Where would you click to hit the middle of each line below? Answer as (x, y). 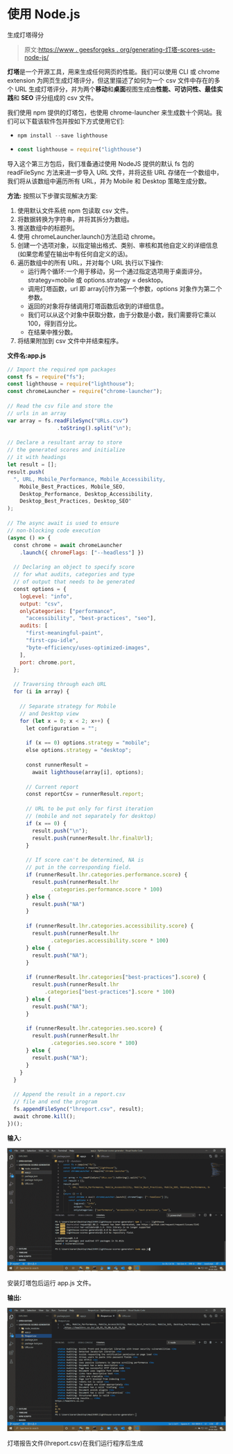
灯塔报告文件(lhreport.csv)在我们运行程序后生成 (75, 1443)
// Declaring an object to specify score (74, 567)
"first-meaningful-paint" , (64, 633)
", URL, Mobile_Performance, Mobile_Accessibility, (90, 479)
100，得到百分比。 (54, 323)
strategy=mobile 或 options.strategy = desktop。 (97, 280)
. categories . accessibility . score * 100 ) (110, 941)
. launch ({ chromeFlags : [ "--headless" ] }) (82, 553)
